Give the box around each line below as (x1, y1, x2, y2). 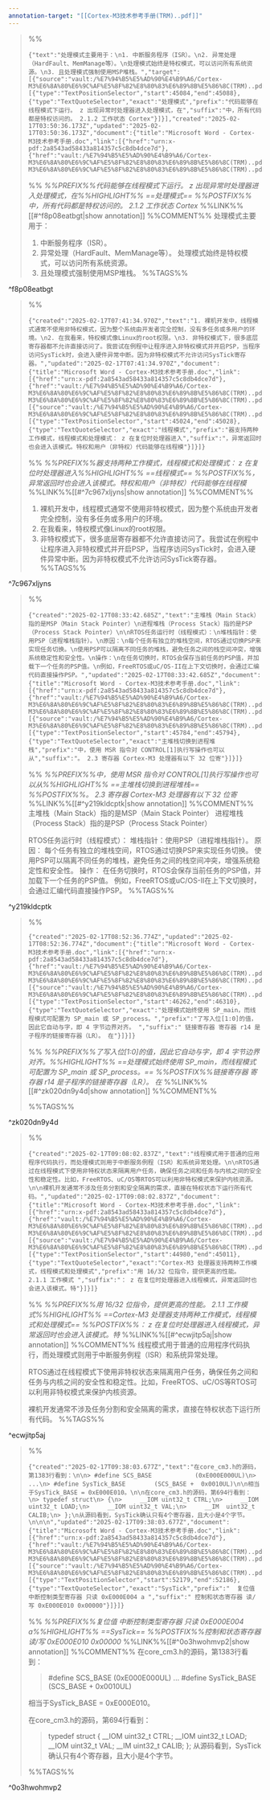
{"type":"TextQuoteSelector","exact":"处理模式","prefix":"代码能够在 (27, 97, 259, 105)
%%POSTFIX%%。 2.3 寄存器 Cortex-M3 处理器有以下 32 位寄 (27, 789, 237, 799)
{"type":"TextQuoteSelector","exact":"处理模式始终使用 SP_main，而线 (27, 1006, 256, 1014)
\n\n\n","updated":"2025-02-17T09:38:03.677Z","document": (27, 1518, 231, 1526)
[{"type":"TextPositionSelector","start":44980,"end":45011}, (27, 1250, 241, 1258)
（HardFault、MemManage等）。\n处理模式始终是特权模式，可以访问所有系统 (27, 59, 247, 68)
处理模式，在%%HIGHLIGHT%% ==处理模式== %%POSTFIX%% (35, 191, 252, 200)
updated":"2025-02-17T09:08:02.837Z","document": (51, 1192, 221, 1200)
